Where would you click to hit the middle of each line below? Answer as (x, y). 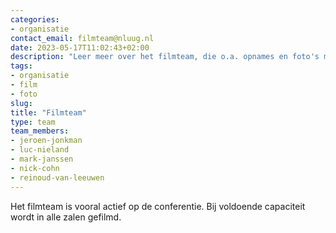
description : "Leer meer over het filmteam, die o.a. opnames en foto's (165, 57)
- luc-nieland (40, 150)
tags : (21, 66)
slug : (21, 103)
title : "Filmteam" (48, 112)
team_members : (40, 131)
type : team (33, 122)
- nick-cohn (35, 168)
